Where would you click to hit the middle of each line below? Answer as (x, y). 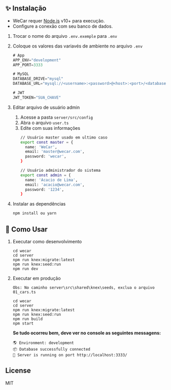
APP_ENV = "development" (37, 60)
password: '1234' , (44, 189)
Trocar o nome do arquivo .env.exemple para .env (65, 36)
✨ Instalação (26, 8)
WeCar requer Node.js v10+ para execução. (59, 20)
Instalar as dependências (39, 204)
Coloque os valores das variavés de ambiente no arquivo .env (78, 46)
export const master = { (47, 142)
